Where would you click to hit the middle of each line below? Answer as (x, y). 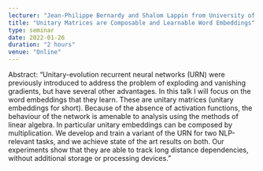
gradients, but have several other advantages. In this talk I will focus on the (130, 91)
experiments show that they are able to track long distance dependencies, (129, 150)
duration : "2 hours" (42, 45)
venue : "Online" (35, 52)
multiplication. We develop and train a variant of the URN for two (113, 133)
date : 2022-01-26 (37, 37)
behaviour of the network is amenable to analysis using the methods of (123, 116)
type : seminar (31, 30)
